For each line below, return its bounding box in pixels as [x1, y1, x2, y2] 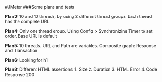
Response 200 [5, 72, 35, 77]
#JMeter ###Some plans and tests [5, 4, 74, 10]
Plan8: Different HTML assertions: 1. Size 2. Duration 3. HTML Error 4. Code [5, 66, 157, 72]
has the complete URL [5, 19, 50, 24]
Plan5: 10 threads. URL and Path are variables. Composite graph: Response [5, 43, 157, 48]
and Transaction [5, 48, 38, 53]
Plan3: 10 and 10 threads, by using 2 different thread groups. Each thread [5, 14, 152, 19]
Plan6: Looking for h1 [5, 57, 48, 63]
